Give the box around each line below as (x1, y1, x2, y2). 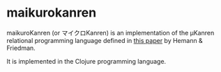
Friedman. (6, 44, 36, 52)
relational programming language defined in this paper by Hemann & (6, 36, 203, 44)
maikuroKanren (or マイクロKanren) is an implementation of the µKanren (6, 28, 215, 37)
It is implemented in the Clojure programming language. (6, 57, 167, 65)
